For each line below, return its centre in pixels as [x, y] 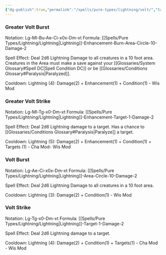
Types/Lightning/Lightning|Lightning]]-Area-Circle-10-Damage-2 [71, 175]
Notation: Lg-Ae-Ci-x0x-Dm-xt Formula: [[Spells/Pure [60, 170]
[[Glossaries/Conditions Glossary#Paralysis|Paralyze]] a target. [70, 132]
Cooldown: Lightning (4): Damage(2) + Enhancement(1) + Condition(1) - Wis [82, 83]
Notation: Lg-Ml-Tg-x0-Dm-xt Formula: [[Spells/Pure [59, 112]
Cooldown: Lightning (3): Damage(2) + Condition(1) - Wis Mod [68, 195]
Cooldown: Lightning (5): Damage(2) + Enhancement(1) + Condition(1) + [78, 142]
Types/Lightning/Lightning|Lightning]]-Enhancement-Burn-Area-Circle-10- [81, 43]
